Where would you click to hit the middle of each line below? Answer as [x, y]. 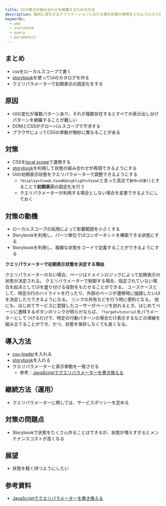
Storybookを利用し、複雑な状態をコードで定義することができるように [83, 248]
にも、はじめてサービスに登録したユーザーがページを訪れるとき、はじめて [81, 306]
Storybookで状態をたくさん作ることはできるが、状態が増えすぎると [81, 432]
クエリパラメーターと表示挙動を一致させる [56, 366]
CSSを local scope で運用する [41, 162]
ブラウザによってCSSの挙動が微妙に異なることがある [66, 132]
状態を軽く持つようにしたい [41, 468]
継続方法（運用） [31, 390]
